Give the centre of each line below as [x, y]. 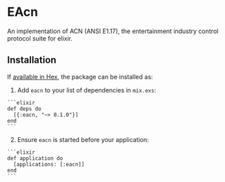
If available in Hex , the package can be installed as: [80, 77]
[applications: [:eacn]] [49, 164]
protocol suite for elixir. [40, 38]
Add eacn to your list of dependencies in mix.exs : [87, 90]
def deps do [24, 109]
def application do [35, 158]
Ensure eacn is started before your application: [83, 139]
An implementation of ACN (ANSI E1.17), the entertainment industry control [113, 31]
